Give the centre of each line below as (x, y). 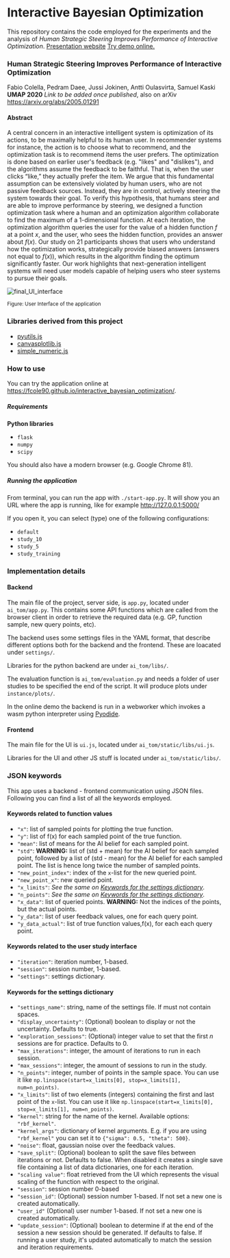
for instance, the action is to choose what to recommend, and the (99, 147)
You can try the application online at (58, 383)
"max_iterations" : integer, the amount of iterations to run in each (108, 1051)
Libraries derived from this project (65, 321)
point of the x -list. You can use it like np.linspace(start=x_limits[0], (115, 1102)
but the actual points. (47, 909)
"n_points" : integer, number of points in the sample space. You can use (118, 1072)
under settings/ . (31, 653)
